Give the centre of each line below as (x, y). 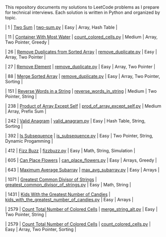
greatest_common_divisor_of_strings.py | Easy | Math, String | (68, 185)
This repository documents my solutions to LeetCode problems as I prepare (82, 7)
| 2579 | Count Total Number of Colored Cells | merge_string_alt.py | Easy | (81, 209)
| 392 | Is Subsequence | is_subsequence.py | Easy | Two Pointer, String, (79, 136)
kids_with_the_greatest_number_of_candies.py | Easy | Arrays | (69, 200)
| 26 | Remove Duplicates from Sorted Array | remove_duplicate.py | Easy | (81, 52)
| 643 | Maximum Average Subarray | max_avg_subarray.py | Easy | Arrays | (82, 170)
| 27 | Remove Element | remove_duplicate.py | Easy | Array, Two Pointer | (80, 67)
